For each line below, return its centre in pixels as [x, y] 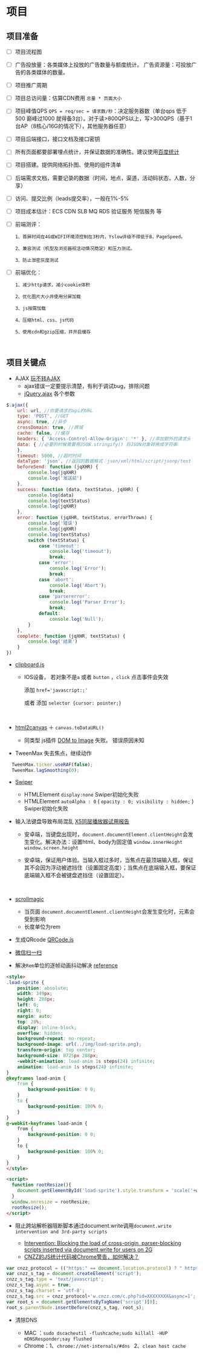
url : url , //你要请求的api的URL [55, 410]
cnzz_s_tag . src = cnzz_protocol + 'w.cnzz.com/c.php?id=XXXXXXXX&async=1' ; [101, 1296]
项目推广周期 [31, 85]
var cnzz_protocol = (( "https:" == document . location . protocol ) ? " [94, 1268]
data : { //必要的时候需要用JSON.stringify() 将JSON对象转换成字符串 [97, 444]
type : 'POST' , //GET [43, 416]
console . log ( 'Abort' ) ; [78, 585]
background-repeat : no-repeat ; [56, 1039]
